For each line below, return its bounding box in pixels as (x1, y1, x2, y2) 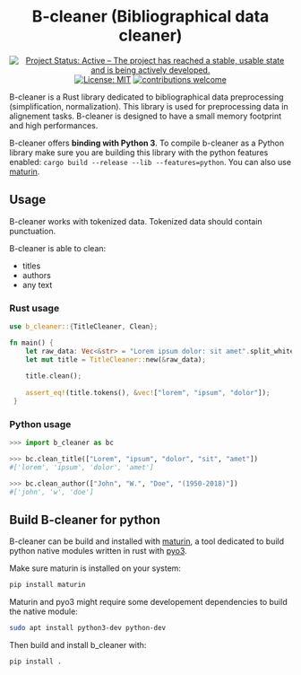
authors (21, 269, 51, 280)
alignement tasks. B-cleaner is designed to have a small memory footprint (9, 110, 282, 121)
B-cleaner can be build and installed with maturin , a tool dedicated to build (9, 536, 285, 547)
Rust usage (9, 302, 60, 314)
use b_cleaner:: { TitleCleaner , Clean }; (9, 322, 159, 331)
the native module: (9, 606, 78, 617)
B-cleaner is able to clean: (9, 242, 107, 253)
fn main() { (9, 338, 54, 347)
